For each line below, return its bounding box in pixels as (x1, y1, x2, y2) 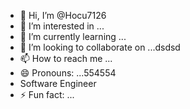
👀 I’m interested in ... (19, 20, 105, 32)
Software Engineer (19, 78, 97, 89)
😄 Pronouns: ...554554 (19, 67, 117, 79)
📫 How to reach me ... (19, 53, 113, 64)
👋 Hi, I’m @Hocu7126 (19, 10, 107, 21)
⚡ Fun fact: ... (19, 89, 75, 100)
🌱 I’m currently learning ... (19, 31, 127, 42)
